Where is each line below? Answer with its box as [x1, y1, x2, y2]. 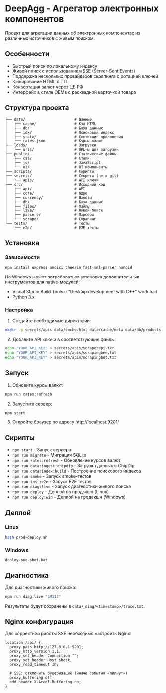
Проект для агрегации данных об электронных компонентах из [5, 30, 140, 36]
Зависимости [5, 254, 40, 261]
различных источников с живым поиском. [5, 35, 95, 41]
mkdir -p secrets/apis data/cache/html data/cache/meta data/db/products [5, 327, 162, 333]
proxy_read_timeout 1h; [9, 662, 59, 667]
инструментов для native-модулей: [5, 279, 80, 285]
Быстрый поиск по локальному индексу [12, 63, 98, 69]
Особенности [5, 50, 50, 58]
